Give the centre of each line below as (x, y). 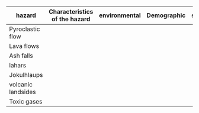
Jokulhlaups (26, 75)
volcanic (21, 84)
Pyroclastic (25, 29)
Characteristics (71, 12)
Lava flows (24, 46)
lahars (18, 65)
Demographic (166, 15)
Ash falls (21, 56)
